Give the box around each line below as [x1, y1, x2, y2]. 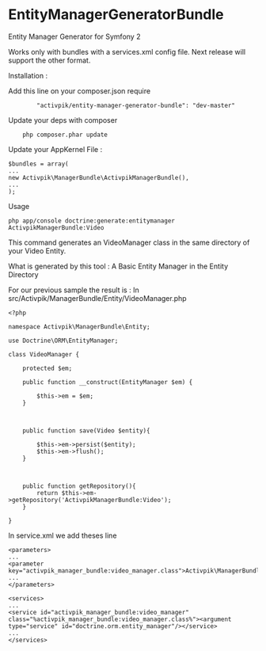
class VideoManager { [8, 350, 80, 358]
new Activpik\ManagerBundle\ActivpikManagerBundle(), [8, 173, 190, 181]
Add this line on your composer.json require [8, 86, 151, 96]
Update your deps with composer [8, 115, 118, 124]
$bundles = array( [8, 160, 69, 168]
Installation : [8, 70, 48, 80]
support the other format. [8, 55, 91, 65]
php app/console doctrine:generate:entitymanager [8, 216, 176, 225]
